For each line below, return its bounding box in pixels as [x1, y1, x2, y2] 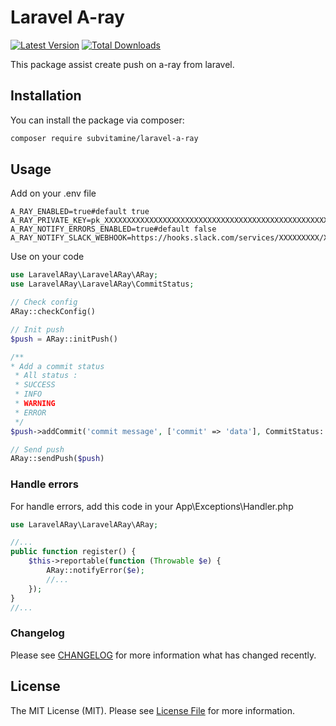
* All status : [14, 371, 78, 381]
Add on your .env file [10, 187, 97, 200]
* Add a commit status [10, 361, 105, 371]
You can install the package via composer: [10, 114, 185, 126]
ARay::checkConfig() [10, 307, 97, 317]
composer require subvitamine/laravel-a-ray [10, 133, 199, 143]
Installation [10, 87, 82, 105]
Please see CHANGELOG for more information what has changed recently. [10, 649, 317, 661]
